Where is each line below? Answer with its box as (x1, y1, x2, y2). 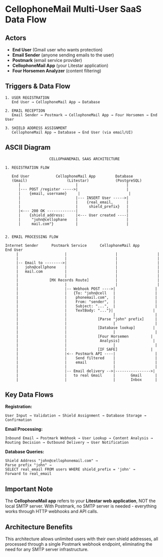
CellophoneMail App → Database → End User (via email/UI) (11, 130, 133, 135)
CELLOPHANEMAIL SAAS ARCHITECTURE (49, 156, 120, 161)
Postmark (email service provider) (12, 57, 82, 63)
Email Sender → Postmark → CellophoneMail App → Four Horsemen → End (11, 112, 158, 117)
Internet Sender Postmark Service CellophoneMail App (5, 243, 140, 248)
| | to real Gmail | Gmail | (16, 372, 158, 378)
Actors (5, 34, 27, 42)
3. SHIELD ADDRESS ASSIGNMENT (5, 125, 67, 131)
